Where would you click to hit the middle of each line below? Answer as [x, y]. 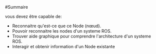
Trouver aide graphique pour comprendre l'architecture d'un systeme [82, 36]
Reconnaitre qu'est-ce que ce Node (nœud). [56, 26]
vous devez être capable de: [34, 16]
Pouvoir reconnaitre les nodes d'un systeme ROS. [62, 31]
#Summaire [17, 7]
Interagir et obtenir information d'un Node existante [63, 46]
